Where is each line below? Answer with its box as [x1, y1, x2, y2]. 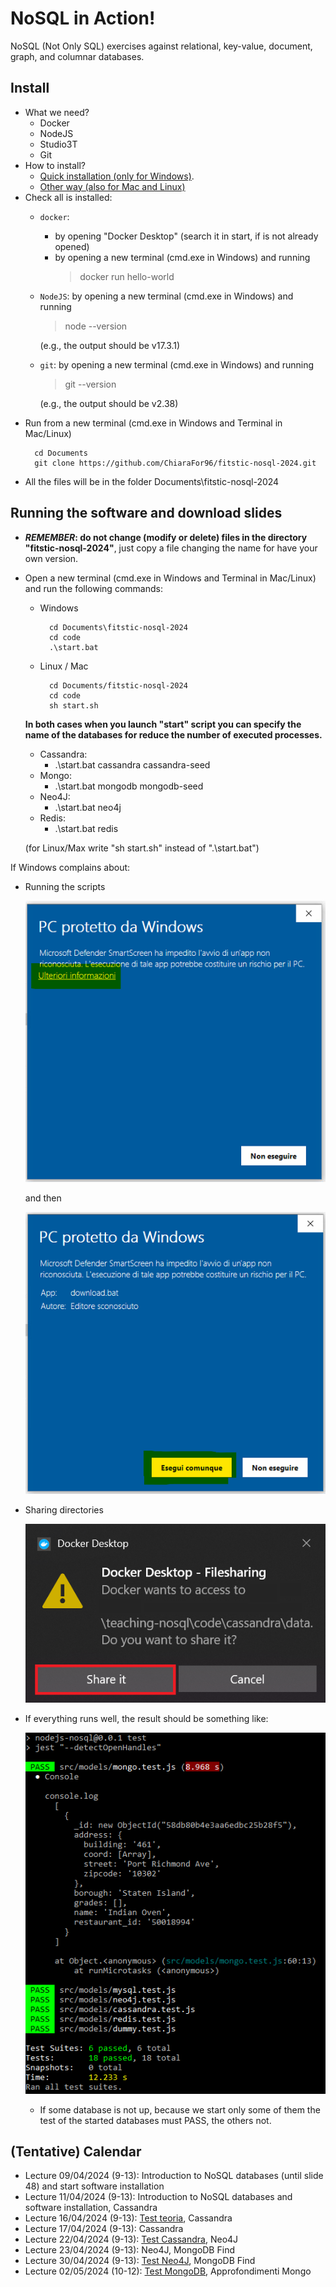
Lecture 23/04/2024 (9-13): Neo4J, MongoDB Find [24, 2244, 235, 2256]
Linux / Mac [39, 660, 89, 672]
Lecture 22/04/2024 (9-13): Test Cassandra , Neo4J [24, 2233, 239, 2246]
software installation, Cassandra [24, 2202, 158, 2214]
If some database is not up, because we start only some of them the [39, 2103, 321, 2116]
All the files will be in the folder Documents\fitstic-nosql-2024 [24, 475, 280, 487]
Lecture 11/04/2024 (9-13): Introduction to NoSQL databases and [24, 2191, 293, 2203]
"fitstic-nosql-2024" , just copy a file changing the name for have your [24, 542, 318, 554]
